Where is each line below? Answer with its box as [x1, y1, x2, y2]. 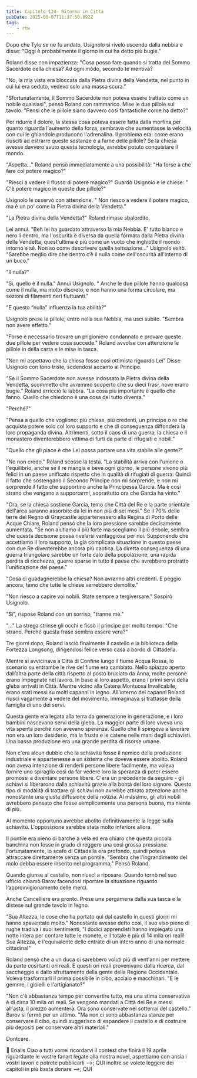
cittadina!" [6, 945, 31, 952]
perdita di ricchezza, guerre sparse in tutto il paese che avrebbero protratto [6, 557, 189, 564]
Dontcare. [6, 1035, 31, 1043]
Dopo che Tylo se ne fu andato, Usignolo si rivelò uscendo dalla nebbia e [6, 41, 183, 48]
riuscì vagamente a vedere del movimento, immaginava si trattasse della [6, 695, 181, 703]
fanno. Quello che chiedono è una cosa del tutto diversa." [6, 394, 145, 401]
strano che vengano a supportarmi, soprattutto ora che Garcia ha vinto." [6, 489, 181, 496]
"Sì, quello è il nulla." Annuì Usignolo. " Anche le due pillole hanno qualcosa [6, 280, 188, 287]
